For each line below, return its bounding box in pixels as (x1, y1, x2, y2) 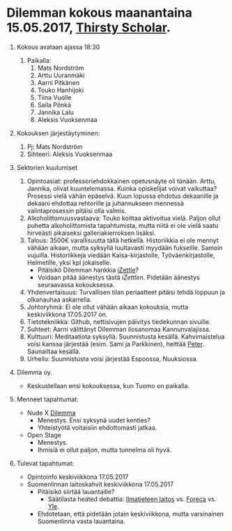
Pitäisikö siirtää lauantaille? (37, 487, 115, 495)
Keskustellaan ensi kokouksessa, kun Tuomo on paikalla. (26, 381, 190, 390)
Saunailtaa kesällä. (26, 347, 81, 355)
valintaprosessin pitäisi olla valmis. (26, 206, 127, 215)
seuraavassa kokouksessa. (37, 280, 115, 288)
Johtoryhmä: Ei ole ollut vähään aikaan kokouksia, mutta (26, 302, 189, 311)
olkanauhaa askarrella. (26, 295, 92, 304)
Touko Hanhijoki (37, 86, 84, 94)
